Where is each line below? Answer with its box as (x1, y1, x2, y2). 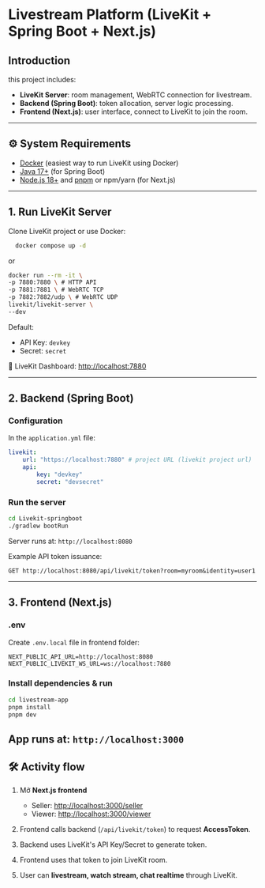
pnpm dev (8, 710, 37, 719)
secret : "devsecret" (36, 478, 104, 486)
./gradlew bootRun (8, 522, 69, 530)
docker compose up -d (15, 241, 87, 250)
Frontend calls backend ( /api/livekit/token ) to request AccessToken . (19, 824, 251, 833)
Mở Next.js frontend (19, 785, 88, 795)
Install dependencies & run (8, 678, 113, 689)
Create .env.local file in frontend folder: (8, 637, 140, 647)
